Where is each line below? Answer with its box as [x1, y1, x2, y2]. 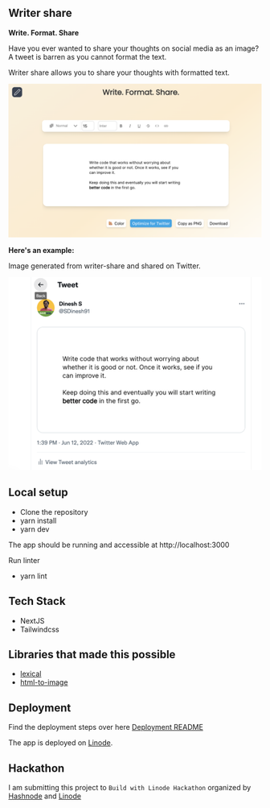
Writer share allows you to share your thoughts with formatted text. [8, 68, 231, 77]
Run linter [8, 555, 40, 565]
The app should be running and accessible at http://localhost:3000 [8, 540, 230, 549]
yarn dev [19, 524, 50, 534]
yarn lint [19, 571, 47, 581]
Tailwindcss [19, 624, 59, 634]
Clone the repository [19, 507, 88, 516]
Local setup [8, 486, 68, 499]
